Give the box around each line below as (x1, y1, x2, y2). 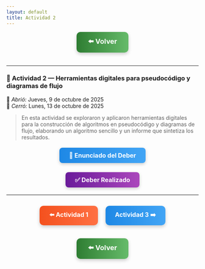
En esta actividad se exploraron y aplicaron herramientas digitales (21, 114, 187, 121)
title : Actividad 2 (6, 15, 56, 21)
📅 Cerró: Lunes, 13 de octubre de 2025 (6, 102, 104, 109)
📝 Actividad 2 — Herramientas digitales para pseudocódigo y (6, 74, 191, 83)
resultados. (21, 133, 50, 141)
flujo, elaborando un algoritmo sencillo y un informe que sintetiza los (21, 127, 194, 134)
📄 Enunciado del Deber (69, 151, 136, 160)
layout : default (6, 9, 48, 15)
